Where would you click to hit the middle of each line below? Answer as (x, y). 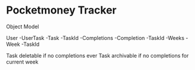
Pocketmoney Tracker (61, 10)
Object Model (23, 26)
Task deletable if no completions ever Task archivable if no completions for (97, 55)
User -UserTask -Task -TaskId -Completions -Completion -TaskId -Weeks (95, 38)
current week (22, 62)
